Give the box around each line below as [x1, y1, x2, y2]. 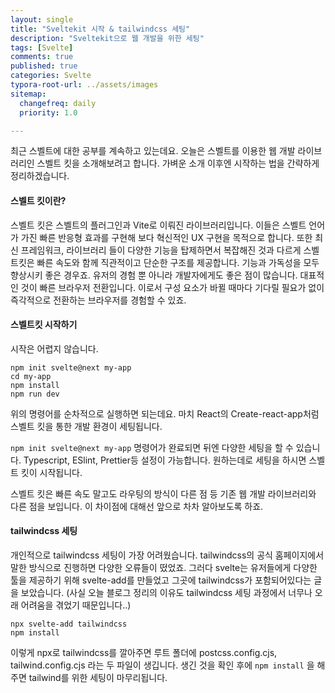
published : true [10, 61, 78, 71]
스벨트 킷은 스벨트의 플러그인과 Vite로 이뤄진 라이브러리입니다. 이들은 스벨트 [10, 219, 307, 231]
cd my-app [10, 371, 52, 381]
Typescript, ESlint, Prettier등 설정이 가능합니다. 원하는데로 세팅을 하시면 [23, 454, 307, 466]
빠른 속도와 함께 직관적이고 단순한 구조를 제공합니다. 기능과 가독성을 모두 [36, 256, 320, 268]
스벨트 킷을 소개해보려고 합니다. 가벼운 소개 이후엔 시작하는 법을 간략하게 [36, 157, 320, 170]
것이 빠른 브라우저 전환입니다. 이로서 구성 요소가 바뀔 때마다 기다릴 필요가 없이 [20, 281, 325, 293]
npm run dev [10, 389, 60, 399]
